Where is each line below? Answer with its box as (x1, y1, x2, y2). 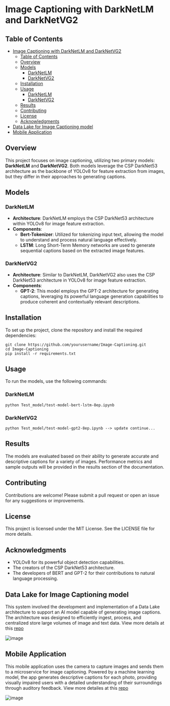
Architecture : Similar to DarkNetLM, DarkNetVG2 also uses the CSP (12, 271, 155, 278)
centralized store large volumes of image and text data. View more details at (5, 620, 164, 626)
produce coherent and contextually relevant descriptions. (20, 298, 141, 304)
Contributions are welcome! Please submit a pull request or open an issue (5, 492, 160, 498)
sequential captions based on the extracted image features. (20, 248, 145, 254)
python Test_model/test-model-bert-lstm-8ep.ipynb (5, 403, 115, 408)
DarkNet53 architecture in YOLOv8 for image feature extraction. (12, 277, 146, 283)
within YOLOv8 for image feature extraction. (12, 220, 105, 227)
